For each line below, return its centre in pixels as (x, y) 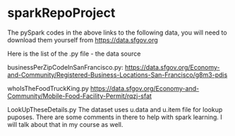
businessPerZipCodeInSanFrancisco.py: (65, 67)
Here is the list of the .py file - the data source (74, 54)
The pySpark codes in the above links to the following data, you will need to (117, 32)
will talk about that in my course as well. (65, 124)
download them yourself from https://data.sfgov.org (83, 39)
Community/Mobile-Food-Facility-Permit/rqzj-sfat (79, 96)
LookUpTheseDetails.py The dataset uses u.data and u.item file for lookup (115, 109)
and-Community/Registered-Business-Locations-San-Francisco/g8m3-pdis (117, 75)
